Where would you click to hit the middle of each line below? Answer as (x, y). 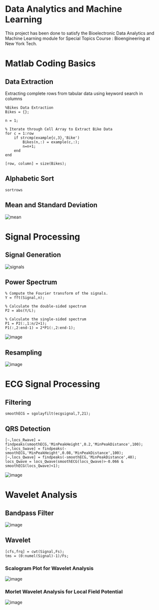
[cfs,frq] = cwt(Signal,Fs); (35, 551)
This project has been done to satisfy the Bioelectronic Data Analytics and (80, 33)
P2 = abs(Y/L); (21, 311)
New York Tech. (21, 43)
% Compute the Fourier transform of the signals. (57, 294)
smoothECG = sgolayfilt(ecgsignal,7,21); (48, 414)
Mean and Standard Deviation (51, 205)
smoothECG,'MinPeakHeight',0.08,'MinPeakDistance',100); (64, 453)
